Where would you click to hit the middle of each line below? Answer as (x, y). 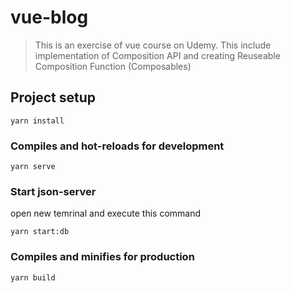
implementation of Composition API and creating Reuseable (157, 55)
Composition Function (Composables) (113, 66)
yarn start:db (40, 232)
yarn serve (33, 167)
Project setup (53, 97)
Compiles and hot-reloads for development (117, 146)
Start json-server (53, 191)
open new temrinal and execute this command (106, 213)
